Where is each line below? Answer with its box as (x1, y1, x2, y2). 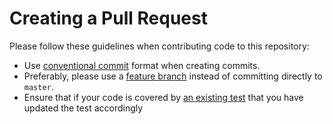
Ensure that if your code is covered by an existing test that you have (23, 91, 304, 103)
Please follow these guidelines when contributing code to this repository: (9, 40, 310, 52)
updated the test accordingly (23, 102, 144, 114)
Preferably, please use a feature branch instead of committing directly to (23, 70, 323, 82)
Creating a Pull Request (9, 7, 208, 30)
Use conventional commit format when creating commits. (23, 59, 261, 71)
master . (23, 80, 54, 92)
